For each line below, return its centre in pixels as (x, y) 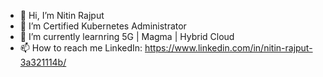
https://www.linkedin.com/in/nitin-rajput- (228, 48)
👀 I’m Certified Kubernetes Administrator (103, 26)
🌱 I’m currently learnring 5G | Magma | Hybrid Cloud (127, 36)
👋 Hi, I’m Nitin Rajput (62, 15)
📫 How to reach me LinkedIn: (81, 48)
